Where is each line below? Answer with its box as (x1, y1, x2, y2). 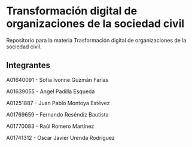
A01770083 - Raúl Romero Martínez (6, 122, 95, 130)
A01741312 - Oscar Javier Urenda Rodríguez (6, 134, 115, 141)
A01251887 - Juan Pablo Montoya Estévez (6, 99, 110, 106)
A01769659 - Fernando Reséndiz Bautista (6, 111, 109, 118)
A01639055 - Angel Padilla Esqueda (6, 88, 95, 95)
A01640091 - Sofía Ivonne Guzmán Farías (6, 76, 109, 83)
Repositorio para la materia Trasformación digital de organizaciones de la (6, 36, 187, 44)
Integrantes (6, 60, 51, 71)
